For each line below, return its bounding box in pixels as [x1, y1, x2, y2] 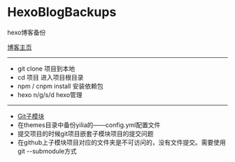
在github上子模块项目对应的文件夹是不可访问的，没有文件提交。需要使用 [17, 138, 226, 147]
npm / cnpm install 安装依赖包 [17, 82, 104, 90]
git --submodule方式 [17, 147, 77, 155]
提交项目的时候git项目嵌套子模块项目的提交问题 [17, 129, 154, 138]
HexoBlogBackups [7, 4, 117, 20]
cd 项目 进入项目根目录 [17, 73, 84, 81]
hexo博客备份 [7, 28, 46, 36]
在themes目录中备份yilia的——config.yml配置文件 [17, 120, 161, 129]
